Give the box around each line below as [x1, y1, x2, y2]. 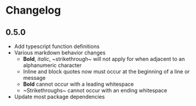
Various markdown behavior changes [14, 49, 106, 56]
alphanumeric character [23, 62, 82, 69]
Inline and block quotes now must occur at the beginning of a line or [23, 68, 190, 75]
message [23, 75, 46, 81]
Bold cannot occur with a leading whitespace [23, 81, 134, 88]
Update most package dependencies [14, 93, 105, 100]
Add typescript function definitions [14, 43, 100, 50]
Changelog [5, 4, 61, 17]
